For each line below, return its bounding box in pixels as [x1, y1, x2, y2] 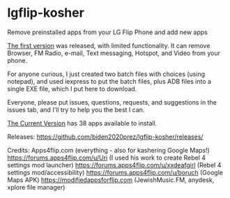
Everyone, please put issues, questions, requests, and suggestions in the [7, 98, 217, 106]
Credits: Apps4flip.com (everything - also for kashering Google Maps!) [7, 146, 210, 154]
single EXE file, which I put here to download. [7, 84, 137, 93]
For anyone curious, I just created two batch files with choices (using [7, 70, 206, 78]
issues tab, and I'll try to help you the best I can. [7, 105, 145, 114]
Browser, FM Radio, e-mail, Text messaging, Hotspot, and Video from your [7, 49, 221, 57]
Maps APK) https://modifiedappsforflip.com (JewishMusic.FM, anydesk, [7, 176, 215, 184]
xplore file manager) [7, 183, 66, 191]
